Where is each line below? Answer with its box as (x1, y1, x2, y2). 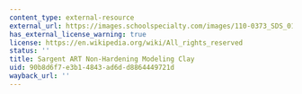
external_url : (9, 21, 63, 30)
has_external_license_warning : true (9, 30, 147, 38)
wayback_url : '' (9, 72, 70, 81)
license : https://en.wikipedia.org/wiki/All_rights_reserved (9, 38, 244, 47)
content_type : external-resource (9, 13, 135, 22)
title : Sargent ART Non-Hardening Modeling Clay (9, 55, 195, 64)
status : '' (9, 47, 50, 56)
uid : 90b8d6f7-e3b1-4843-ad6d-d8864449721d (9, 64, 175, 73)
